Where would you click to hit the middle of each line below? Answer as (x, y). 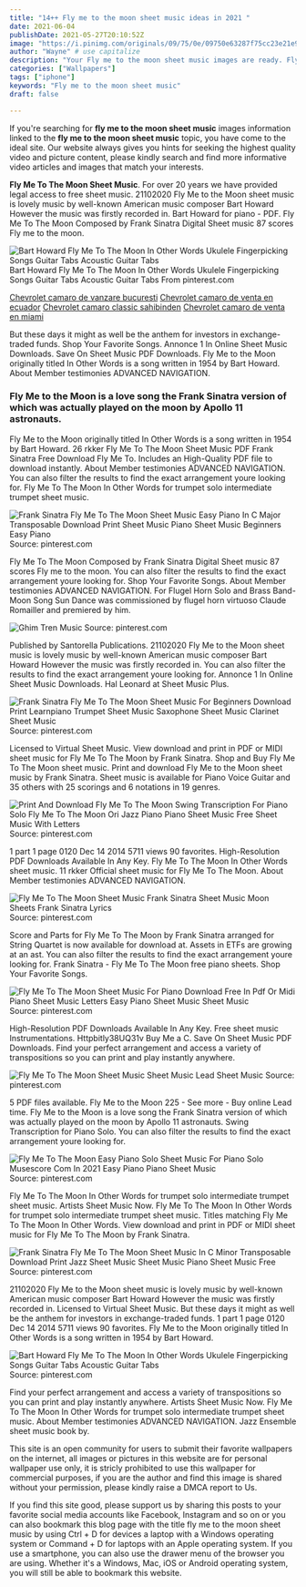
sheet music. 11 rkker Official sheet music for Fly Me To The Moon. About (147, 870)
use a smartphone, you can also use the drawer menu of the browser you (147, 1553)
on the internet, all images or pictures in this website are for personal (138, 1458)
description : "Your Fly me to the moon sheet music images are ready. (146, 60)
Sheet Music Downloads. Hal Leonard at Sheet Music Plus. (119, 683)
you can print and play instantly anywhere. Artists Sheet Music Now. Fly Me (151, 1402)
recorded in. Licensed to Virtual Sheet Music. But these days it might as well (152, 1308)
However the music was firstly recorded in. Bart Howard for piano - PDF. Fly (152, 213)
